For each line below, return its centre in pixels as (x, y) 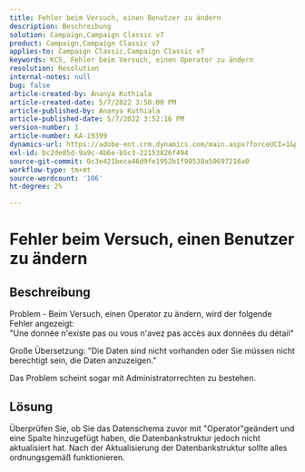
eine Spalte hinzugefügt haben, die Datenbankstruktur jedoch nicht (135, 438)
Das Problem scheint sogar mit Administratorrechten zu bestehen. (133, 379)
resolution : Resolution (54, 69)
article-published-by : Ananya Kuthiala (85, 111)
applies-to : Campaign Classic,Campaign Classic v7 (107, 52)
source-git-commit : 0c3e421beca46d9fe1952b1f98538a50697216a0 (129, 161)
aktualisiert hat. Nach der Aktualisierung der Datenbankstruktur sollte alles (148, 447)
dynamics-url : (36, 144)
